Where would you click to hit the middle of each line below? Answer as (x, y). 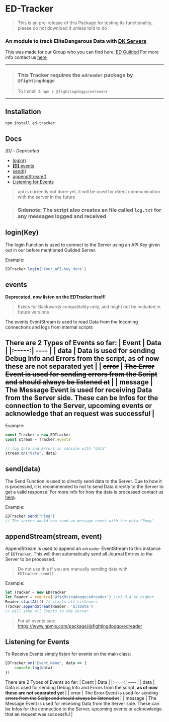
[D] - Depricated (22, 151)
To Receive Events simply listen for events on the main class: (68, 654)
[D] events (23, 166)
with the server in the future (46, 197)
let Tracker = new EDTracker (36, 592)
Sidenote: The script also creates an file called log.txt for (90, 210)
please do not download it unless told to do (62, 28)
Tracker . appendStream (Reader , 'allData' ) (49, 606)
